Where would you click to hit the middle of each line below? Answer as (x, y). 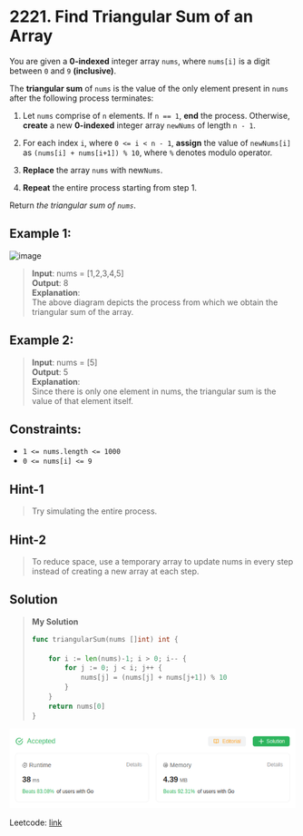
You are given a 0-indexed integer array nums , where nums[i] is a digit (140, 61)
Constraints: (45, 429)
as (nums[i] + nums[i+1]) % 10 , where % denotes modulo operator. (147, 152)
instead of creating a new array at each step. (115, 571)
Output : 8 (50, 282)
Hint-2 (28, 540)
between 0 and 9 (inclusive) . (63, 71)
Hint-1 (27, 489)
